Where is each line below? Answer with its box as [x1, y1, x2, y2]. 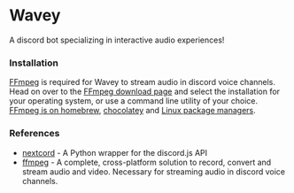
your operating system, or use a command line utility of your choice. [9, 96, 259, 106]
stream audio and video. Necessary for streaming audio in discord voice [21, 166, 286, 177]
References [9, 127, 60, 140]
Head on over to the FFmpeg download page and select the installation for [9, 86, 281, 97]
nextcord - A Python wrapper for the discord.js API [21, 147, 208, 158]
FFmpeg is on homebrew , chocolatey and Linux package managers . [9, 105, 257, 116]
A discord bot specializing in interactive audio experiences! [9, 35, 225, 45]
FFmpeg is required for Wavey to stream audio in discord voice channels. [9, 77, 276, 88]
